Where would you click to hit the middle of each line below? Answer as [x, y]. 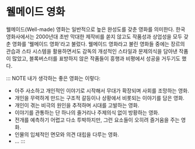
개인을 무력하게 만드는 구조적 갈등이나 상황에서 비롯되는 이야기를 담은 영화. [100, 98]
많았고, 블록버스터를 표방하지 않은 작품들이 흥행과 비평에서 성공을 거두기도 [96, 58]
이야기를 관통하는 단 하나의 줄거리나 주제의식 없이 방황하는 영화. [87, 112]
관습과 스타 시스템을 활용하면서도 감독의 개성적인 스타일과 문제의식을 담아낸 [92, 51]
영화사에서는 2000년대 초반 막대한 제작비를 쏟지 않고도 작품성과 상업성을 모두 [94, 36]
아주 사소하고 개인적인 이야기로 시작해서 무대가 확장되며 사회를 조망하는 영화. [102, 91]
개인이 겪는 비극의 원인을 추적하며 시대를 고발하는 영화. [77, 105]
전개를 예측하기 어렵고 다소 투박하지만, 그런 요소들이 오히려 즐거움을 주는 [97, 120]
